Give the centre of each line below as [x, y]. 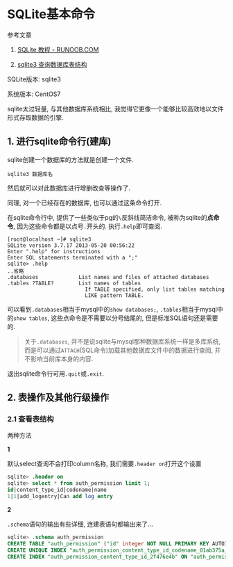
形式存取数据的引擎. [36, 117]
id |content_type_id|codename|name [57, 490]
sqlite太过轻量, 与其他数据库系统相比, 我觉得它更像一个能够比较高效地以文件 [115, 109]
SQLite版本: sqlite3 [34, 79]
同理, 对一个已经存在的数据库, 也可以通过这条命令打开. [84, 202]
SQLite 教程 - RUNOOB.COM [58, 49]
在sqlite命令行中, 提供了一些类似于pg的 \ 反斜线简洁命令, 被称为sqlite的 [107, 217]
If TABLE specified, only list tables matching [155, 289]
